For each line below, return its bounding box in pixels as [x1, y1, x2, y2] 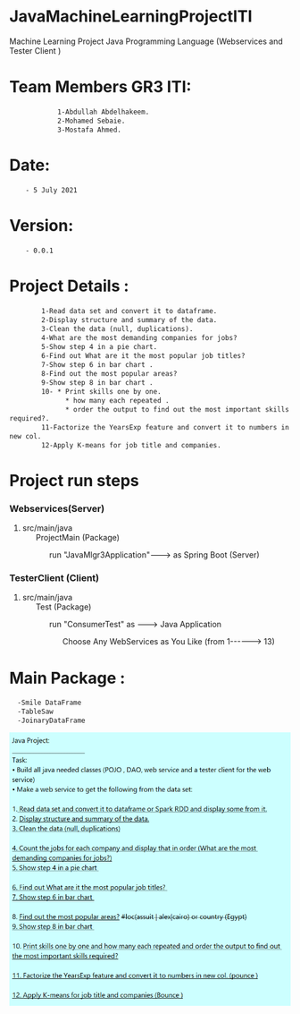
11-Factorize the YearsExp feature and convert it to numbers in [41, 422, 290, 431]
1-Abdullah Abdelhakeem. [56, 107, 150, 116]
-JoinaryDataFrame [17, 716, 87, 726]
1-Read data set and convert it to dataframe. [41, 306, 218, 315]
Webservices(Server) [9, 502, 105, 515]
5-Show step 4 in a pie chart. [41, 342, 158, 351]
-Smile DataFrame [17, 698, 82, 708]
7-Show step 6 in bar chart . [41, 360, 154, 369]
